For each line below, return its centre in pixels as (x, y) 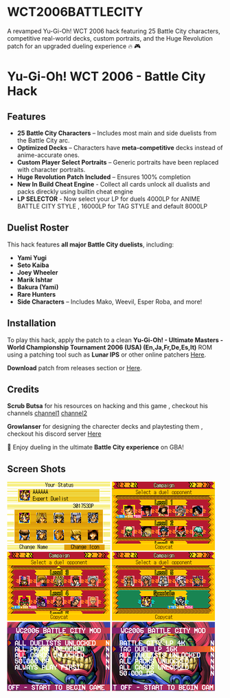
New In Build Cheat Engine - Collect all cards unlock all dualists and (114, 184)
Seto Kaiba (33, 265)
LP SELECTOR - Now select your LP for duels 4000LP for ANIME (108, 199)
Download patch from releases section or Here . (74, 368)
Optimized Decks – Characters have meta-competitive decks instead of (120, 147)
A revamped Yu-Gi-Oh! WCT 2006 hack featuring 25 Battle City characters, (114, 31)
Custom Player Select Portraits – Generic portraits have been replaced (118, 162)
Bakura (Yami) (38, 287)
